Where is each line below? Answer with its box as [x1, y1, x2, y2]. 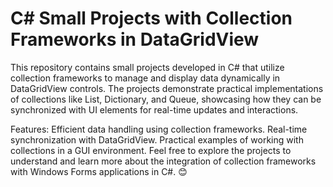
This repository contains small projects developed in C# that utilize [10, 61, 285, 73]
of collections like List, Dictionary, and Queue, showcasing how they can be [10, 93, 322, 105]
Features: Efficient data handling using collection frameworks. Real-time [10, 123, 308, 135]
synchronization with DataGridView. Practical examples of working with [10, 133, 304, 146]
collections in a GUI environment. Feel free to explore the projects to [10, 144, 292, 156]
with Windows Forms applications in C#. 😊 [10, 165, 188, 177]
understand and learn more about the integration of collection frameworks [10, 155, 317, 167]
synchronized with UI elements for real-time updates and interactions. [10, 103, 299, 116]
